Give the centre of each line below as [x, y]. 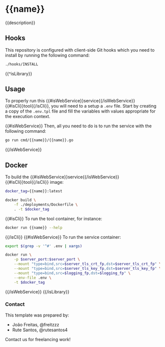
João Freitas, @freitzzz [36, 324]
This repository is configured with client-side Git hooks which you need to [80, 50]
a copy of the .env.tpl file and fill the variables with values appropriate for [80, 111]
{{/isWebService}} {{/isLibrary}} [37, 291]
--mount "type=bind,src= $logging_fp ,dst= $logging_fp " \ [72, 273]
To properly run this [25, 101]
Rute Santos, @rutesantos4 [40, 330]
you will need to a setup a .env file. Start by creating [104, 106]
